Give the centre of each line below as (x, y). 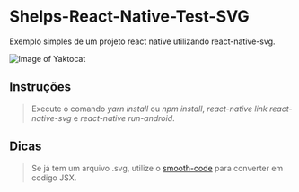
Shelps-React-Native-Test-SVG (129, 17)
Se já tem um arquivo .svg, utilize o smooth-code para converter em (157, 168)
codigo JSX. (54, 178)
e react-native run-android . (124, 118)
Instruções (40, 87)
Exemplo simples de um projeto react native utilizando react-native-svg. (142, 41)
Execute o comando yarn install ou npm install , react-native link (149, 109)
